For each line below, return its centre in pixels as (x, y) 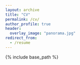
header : (13, 29)
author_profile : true (28, 24)
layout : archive (22, 10)
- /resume (20, 43)
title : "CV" (18, 15)
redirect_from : (21, 38)
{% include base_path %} (32, 57)
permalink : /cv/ (22, 19)
